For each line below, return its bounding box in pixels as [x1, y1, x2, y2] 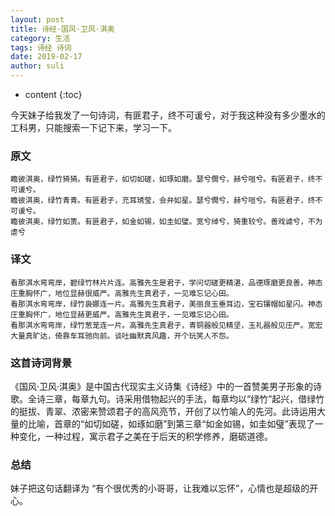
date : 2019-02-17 [10, 52, 83, 62]
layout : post [10, 14, 65, 25]
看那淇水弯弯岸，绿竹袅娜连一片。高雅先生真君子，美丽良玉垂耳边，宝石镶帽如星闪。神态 [10, 299, 323, 309]
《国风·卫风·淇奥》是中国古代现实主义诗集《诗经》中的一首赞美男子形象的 [10, 380, 314, 392]
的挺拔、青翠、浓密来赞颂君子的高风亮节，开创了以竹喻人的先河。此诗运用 [10, 405, 317, 417]
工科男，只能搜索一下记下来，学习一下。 [10, 122, 177, 133]
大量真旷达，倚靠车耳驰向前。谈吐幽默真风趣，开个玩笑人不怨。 [10, 331, 234, 341]
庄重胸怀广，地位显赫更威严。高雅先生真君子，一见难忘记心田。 [10, 309, 234, 320]
